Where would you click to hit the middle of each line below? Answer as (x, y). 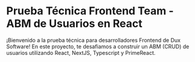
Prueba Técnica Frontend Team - (90, 11)
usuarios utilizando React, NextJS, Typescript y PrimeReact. (81, 52)
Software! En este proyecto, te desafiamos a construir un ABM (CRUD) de (98, 46)
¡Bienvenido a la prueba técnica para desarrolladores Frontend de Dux (94, 40)
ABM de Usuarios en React (75, 24)
